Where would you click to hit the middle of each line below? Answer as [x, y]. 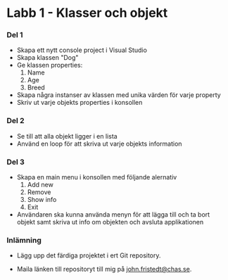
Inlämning [24, 240]
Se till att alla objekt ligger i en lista [67, 136]
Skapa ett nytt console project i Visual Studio [82, 50]
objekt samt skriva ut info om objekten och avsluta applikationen [110, 222]
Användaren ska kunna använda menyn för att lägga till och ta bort [113, 215]
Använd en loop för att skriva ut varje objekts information [99, 144]
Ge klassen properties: [50, 65]
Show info [42, 200]
